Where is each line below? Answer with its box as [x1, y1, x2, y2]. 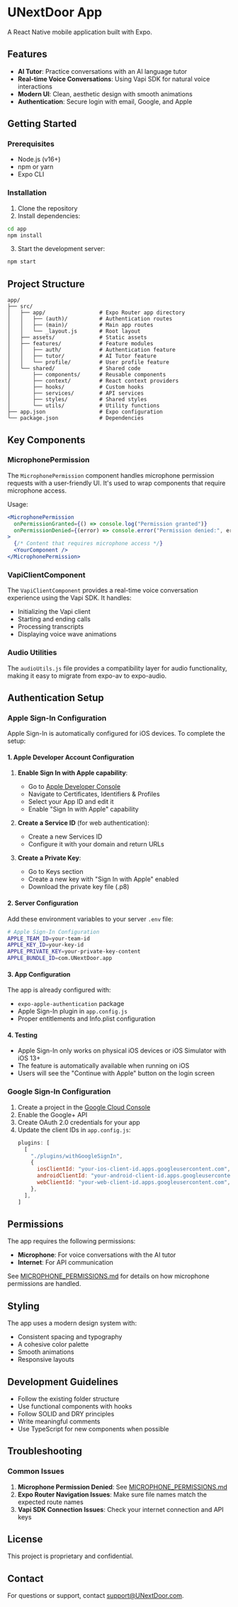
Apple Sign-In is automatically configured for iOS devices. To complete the [7, 729, 225, 738]
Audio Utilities [7, 648, 57, 658]
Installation [7, 188, 47, 198]
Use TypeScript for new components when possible [17, 1424, 169, 1433]
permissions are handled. [7, 1280, 81, 1288]
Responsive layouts [17, 1355, 75, 1364]
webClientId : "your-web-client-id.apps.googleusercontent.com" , [36, 1179, 231, 1186]
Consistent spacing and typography [17, 1333, 123, 1341]
